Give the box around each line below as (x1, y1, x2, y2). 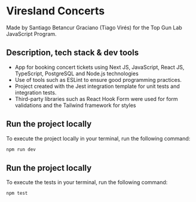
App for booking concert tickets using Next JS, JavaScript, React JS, (14, 63, 185, 71)
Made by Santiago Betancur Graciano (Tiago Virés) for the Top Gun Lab (6, 24, 182, 31)
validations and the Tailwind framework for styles (14, 102, 136, 109)
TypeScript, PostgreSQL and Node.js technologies (14, 70, 139, 77)
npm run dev (6, 146, 36, 152)
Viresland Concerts (6, 4, 105, 18)
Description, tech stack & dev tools (6, 48, 139, 58)
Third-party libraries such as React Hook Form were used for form (14, 95, 178, 102)
